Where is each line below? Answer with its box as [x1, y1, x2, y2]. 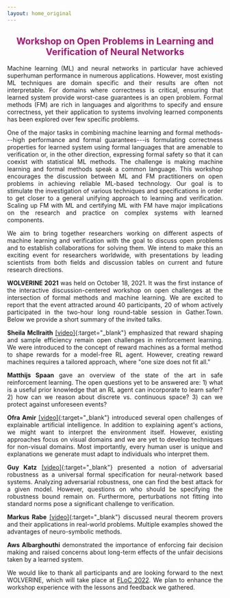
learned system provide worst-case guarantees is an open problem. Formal [7, 93, 223, 101]
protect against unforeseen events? [7, 400, 107, 409]
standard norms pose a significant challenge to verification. [7, 500, 175, 508]
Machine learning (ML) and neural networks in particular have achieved [7, 64, 223, 73]
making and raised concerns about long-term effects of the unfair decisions [7, 548, 223, 556]
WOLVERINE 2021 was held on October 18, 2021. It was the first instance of [7, 279, 223, 287]
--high [7, 136, 25, 144]
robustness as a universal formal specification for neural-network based [7, 470, 223, 479]
